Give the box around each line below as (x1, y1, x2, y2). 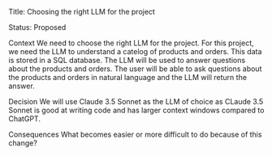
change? (8, 138, 38, 148)
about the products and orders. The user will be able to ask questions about (8, 64, 262, 74)
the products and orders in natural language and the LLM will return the (8, 73, 248, 82)
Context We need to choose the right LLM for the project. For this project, (8, 38, 254, 48)
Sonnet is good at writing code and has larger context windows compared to (8, 105, 265, 115)
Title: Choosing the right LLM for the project (8, 7, 156, 16)
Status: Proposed (8, 23, 67, 32)
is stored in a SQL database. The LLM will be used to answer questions (8, 56, 246, 65)
